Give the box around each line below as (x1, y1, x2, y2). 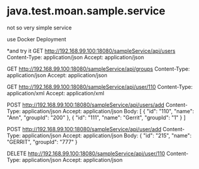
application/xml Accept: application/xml (7, 89, 105, 96)
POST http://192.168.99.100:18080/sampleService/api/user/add (7, 125, 162, 132)
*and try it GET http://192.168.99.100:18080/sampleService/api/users (7, 47, 176, 55)
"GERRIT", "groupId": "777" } (7, 138, 78, 145)
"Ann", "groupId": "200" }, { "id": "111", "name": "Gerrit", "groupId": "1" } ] (7, 114, 186, 121)
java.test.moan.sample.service (7, 4, 166, 18)
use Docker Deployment (7, 35, 66, 43)
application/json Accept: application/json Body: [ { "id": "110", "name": (22, 107, 194, 114)
